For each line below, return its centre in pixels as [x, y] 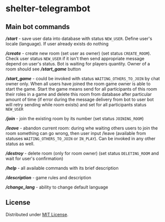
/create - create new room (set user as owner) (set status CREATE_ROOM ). [78, 53]
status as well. [20, 144]
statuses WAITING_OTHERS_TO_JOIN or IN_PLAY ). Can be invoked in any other [81, 139]
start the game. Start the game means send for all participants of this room [81, 89]
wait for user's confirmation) [34, 159]
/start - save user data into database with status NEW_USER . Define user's [79, 38]
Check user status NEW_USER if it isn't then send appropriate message [75, 59]
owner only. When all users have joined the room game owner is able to [78, 84]
